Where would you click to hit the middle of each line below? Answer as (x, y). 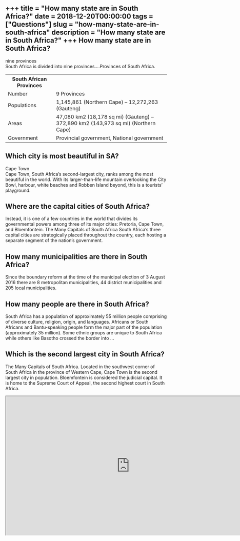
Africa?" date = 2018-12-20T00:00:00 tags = (79, 17)
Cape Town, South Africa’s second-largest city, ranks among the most (79, 174)
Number (18, 93)
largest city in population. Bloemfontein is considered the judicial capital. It (84, 377)
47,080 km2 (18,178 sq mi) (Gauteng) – (105, 116)
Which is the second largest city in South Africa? (85, 354)
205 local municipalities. (31, 288)
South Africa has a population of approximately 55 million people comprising (86, 316)
